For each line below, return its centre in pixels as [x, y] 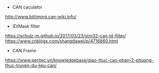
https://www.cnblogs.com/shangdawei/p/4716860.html [62, 41]
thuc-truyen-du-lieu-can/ [31, 65]
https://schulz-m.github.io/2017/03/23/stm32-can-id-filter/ [66, 36]
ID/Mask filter [26, 26]
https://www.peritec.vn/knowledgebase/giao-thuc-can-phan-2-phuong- [79, 60]
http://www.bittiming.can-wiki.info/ [41, 17]
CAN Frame [24, 51]
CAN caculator [27, 7]
